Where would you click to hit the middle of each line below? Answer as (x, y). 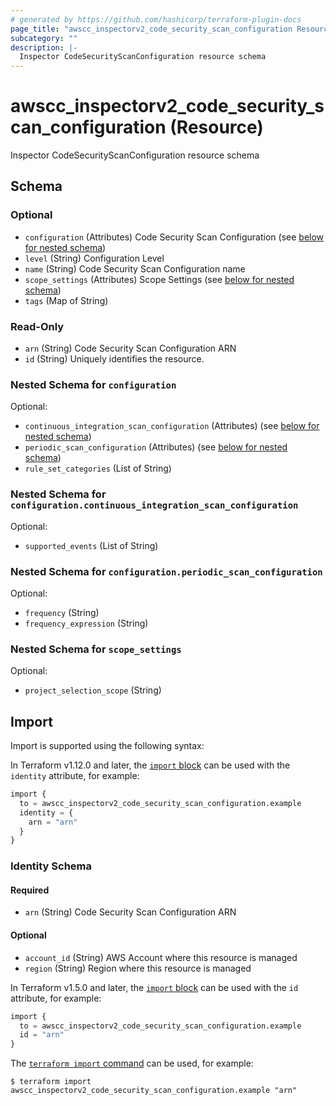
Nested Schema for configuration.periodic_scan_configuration (166, 571)
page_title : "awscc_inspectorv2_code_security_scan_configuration (151, 29)
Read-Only (37, 326)
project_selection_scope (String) (93, 690)
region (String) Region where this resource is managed (138, 968)
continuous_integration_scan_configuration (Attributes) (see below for (172, 426)
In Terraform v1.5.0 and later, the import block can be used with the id (154, 987)
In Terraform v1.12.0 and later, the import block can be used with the (150, 765)
